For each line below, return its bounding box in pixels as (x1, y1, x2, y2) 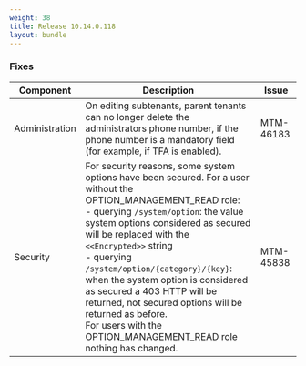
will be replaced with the (85, 228, 189, 240)
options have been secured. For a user (85, 170, 250, 183)
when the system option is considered (85, 273, 249, 286)
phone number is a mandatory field (85, 133, 235, 146)
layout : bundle (9, 30, 67, 39)
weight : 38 (9, 13, 51, 23)
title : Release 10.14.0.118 (9, 22, 117, 31)
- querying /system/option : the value (85, 205, 244, 218)
